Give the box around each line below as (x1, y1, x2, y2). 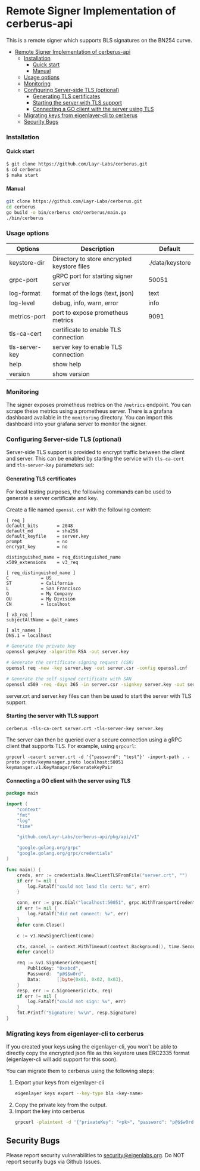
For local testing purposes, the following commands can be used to (6, 488, 171, 495)
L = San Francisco (6, 585, 82, 592)
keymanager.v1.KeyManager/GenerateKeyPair (6, 764, 113, 770)
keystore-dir (9, 258, 45, 266)
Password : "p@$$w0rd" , (27, 971, 86, 977)
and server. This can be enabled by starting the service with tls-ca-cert (6, 455, 185, 462)
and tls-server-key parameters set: (6, 461, 95, 468)
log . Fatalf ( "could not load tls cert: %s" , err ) (27, 883, 151, 890)
